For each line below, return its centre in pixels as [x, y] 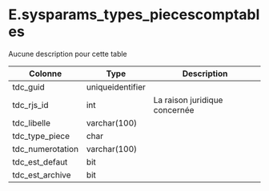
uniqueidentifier [116, 87]
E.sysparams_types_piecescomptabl [134, 15]
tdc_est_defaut [40, 161]
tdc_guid [29, 87]
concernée [174, 109]
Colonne [46, 74]
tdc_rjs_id [30, 105]
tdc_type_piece [41, 136]
